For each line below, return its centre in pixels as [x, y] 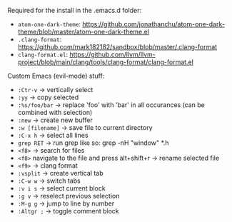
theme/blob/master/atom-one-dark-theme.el [84, 32]
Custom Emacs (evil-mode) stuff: [56, 76]
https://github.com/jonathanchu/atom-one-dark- [153, 24]
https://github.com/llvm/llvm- [112, 54]
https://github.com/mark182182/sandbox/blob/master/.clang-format [117, 47]
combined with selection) [55, 112]
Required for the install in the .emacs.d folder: [74, 10]
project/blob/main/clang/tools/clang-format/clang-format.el [106, 62]
